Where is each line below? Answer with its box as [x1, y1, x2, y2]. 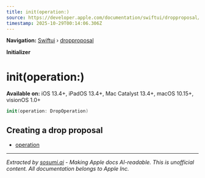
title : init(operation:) [6, 9, 70, 15]
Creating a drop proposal [6, 125, 103, 135]
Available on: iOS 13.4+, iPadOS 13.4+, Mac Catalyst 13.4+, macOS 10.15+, [6, 90, 194, 97]
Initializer [6, 49, 31, 56]
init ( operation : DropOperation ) [6, 108, 88, 114]
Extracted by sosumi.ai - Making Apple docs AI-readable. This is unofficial [6, 159, 194, 166]
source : [6, 15, 26, 21]
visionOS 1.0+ [6, 97, 41, 104]
